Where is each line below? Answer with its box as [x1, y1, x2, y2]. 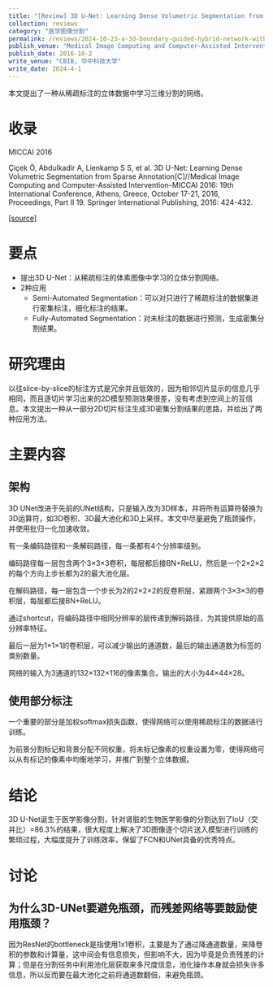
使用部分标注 [8, 694, 73, 707]
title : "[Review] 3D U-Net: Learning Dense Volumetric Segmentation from [8, 11, 264, 20]
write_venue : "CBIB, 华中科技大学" [8, 58, 122, 66]
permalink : [8, 34, 45, 43]
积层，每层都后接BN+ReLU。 [8, 595, 106, 606]
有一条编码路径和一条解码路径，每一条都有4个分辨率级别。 [8, 541, 206, 550]
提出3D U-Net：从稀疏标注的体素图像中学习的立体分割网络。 [19, 272, 223, 282]
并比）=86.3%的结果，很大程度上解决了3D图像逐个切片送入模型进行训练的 [8, 824, 258, 834]
